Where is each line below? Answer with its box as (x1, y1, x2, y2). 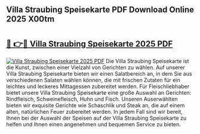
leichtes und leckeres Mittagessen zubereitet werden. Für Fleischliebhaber (6, 83, 190, 90)
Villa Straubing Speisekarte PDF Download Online (6, 5, 195, 15)
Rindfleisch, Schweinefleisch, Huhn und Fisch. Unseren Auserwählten (6, 95, 178, 102)
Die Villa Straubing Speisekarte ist (106, 58, 189, 64)
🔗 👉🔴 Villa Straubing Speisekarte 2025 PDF (6, 39, 173, 49)
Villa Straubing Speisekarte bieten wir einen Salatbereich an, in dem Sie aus (6, 70, 192, 77)
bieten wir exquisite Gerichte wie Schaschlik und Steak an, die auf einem (6, 102, 185, 109)
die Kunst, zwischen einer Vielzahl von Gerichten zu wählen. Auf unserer (6, 64, 185, 71)
